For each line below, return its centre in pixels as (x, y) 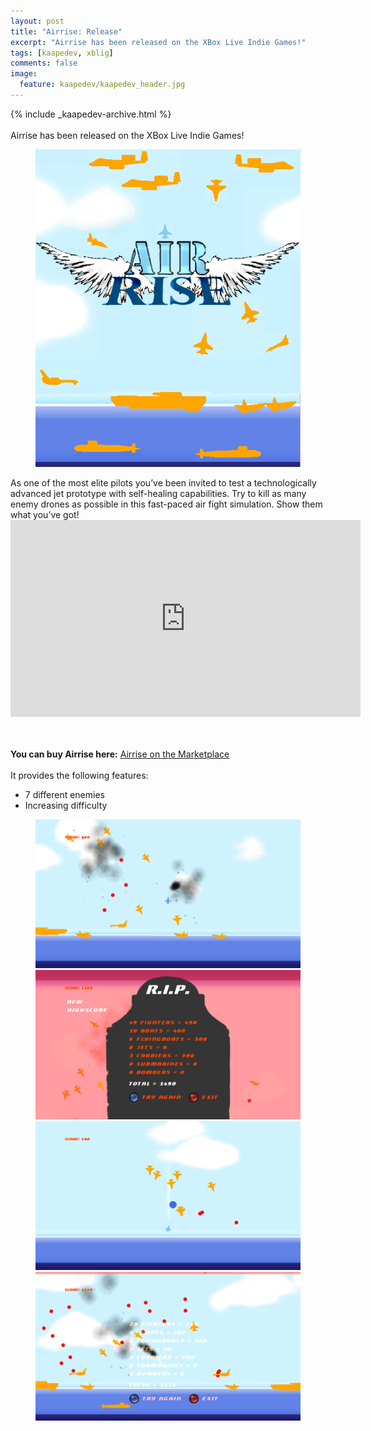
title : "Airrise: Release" (66, 31)
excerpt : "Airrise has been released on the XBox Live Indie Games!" (158, 42)
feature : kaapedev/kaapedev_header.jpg (102, 85)
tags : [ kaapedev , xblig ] (62, 53)
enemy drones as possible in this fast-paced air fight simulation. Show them (166, 504)
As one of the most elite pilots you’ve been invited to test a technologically (163, 483)
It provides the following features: (79, 776)
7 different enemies (64, 795)
